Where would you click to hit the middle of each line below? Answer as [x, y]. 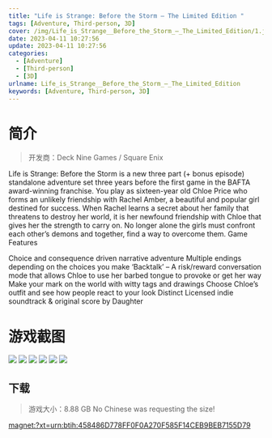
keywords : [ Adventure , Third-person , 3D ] [79, 91]
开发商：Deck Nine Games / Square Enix [96, 158]
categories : [28, 53]
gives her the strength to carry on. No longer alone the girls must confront [132, 225]
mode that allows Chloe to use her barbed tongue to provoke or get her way [135, 275]
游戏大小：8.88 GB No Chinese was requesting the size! [121, 409]
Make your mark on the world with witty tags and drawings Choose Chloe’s [134, 284]
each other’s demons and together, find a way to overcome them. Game [128, 234]
